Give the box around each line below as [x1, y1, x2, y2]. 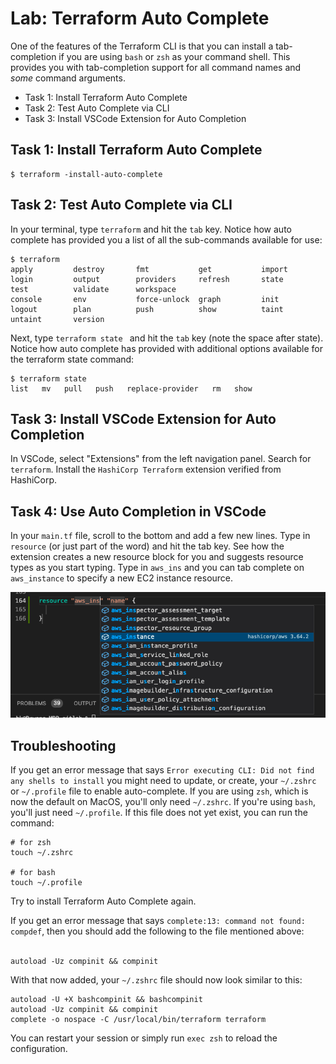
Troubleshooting [10, 737, 117, 754]
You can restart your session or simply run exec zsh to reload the [10, 1032, 278, 1044]
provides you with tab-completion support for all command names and [10, 61, 302, 73]
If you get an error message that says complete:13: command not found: [10, 915, 306, 927]
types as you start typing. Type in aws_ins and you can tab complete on [10, 562, 305, 574]
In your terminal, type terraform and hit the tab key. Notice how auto [10, 223, 292, 235]
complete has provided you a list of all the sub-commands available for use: [10, 233, 323, 246]
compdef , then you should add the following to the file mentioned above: [10, 925, 305, 937]
